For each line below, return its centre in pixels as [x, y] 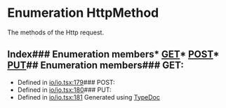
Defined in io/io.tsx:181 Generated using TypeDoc [88, 97]
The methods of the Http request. [55, 32]
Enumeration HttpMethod [83, 13]
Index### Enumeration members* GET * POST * [113, 54]
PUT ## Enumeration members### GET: [96, 66]
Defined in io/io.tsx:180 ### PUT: [64, 90]
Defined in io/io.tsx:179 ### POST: [66, 82]
